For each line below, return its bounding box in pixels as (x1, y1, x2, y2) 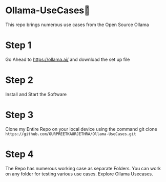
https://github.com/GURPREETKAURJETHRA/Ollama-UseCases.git (5, 131, 137, 136)
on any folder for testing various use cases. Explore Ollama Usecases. (5, 171, 154, 177)
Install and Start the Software (5, 91, 67, 97)
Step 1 (5, 39, 32, 51)
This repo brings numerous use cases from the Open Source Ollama (5, 21, 150, 28)
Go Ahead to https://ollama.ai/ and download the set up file (5, 56, 130, 62)
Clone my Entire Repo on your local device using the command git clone (5, 126, 158, 132)
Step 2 (5, 74, 33, 86)
